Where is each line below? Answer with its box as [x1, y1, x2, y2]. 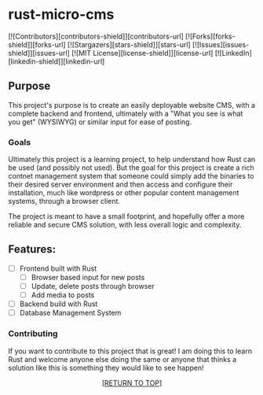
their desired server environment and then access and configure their [8, 179, 233, 190]
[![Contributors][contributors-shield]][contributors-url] [8, 31, 184, 41]
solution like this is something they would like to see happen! [8, 363, 204, 372]
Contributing [8, 328, 58, 339]
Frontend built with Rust [19, 264, 97, 273]
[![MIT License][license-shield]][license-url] [71, 48, 214, 57]
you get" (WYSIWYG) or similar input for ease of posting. [8, 116, 192, 127]
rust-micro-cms [8, 6, 115, 24]
